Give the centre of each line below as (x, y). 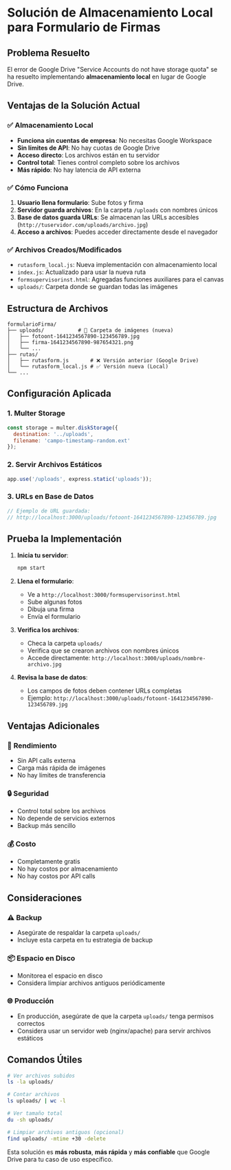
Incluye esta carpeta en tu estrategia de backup (85, 940)
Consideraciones (45, 898)
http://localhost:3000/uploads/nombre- (149, 659)
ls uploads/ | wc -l (37, 1101)
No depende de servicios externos (66, 818)
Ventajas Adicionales (53, 726)
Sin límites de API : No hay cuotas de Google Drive (88, 148)
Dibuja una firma (51, 609)
